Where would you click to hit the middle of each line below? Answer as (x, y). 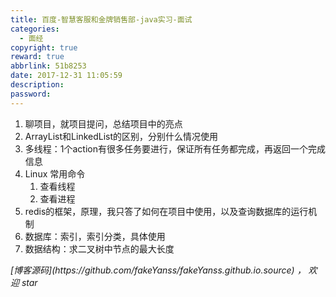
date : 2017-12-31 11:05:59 (66, 76)
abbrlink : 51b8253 (48, 66)
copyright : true (44, 47)
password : (31, 94)
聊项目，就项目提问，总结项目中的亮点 (103, 123)
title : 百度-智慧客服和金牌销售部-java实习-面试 (101, 19)
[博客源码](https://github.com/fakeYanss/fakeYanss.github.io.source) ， (158, 270)
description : (37, 85)
